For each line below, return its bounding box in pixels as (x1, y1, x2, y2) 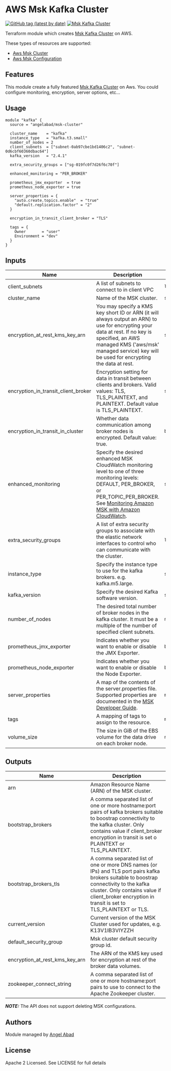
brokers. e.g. (96, 573, 126, 581)
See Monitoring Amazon (96, 500, 154, 507)
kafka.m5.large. (96, 580, 134, 587)
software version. (96, 595, 138, 602)
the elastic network (96, 534, 142, 541)
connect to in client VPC (96, 286, 154, 294)
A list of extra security (96, 521, 149, 528)
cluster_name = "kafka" (10, 131, 67, 136)
